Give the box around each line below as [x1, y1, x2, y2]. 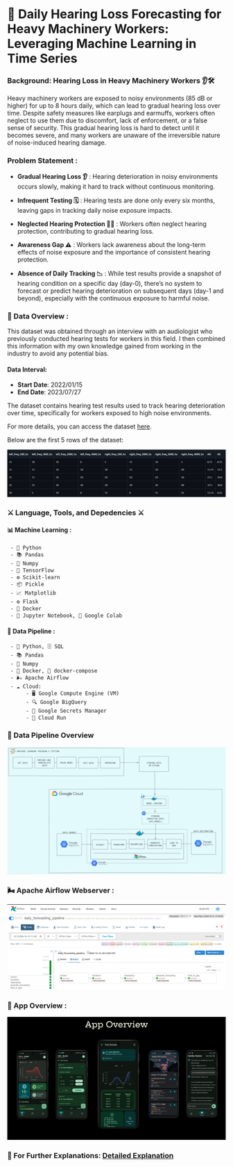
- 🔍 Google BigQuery [25, 699, 87, 706]
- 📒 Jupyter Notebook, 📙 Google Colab [10, 612, 123, 620]
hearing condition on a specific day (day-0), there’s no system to [17, 279, 202, 287]
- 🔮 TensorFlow [10, 567, 54, 574]
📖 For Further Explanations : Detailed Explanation [7, 1151, 174, 1161]
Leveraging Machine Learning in [7, 36, 197, 51]
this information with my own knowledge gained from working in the [7, 342, 202, 351]
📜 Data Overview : [7, 311, 69, 321]
